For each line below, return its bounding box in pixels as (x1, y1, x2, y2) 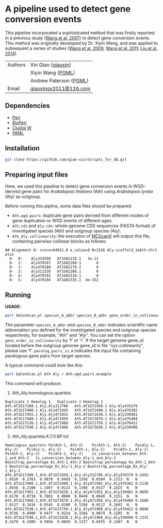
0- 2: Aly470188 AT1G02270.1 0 (9, 265, 98, 270)
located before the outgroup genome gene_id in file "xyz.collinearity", (5, 342, 144, 348)
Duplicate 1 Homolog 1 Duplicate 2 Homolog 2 (5, 399, 103, 404)
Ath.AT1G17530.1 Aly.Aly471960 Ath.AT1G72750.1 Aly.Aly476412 (5, 421, 138, 425)
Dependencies (5, 102, 50, 110)
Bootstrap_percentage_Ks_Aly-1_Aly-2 (9, 464, 86, 469)
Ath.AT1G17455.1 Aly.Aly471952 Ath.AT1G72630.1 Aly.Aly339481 (5, 412, 138, 417)
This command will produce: (5, 380, 62, 386)
